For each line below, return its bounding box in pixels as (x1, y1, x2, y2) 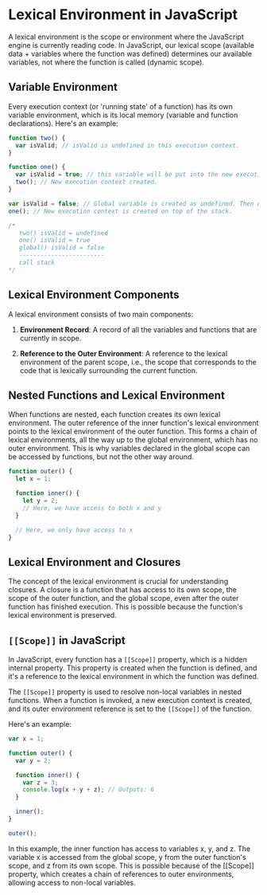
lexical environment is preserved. (8, 610, 117, 620)
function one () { (8, 163, 66, 171)
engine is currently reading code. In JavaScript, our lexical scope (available (8, 40, 254, 49)
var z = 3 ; (22, 779, 59, 787)
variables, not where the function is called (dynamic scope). (8, 57, 205, 67)
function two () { (8, 134, 66, 142)
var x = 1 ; (8, 735, 44, 743)
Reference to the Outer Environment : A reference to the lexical (19, 348, 228, 358)
